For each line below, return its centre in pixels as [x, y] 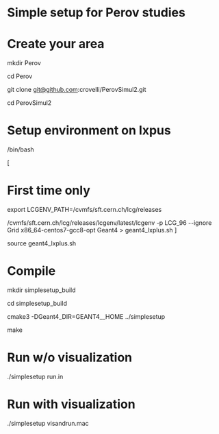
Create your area [56, 44]
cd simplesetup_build [37, 303]
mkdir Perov [24, 63]
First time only [49, 191]
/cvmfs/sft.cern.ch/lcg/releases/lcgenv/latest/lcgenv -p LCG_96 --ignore [109, 223]
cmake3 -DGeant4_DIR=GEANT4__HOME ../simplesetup [86, 316]
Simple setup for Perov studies [96, 13]
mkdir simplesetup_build [42, 290]
